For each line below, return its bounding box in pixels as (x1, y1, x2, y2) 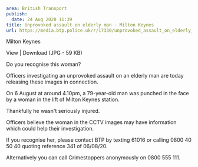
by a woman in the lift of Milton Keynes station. (6, 96, 120, 103)
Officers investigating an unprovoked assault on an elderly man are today (6, 72, 184, 79)
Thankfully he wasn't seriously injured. (6, 108, 100, 115)
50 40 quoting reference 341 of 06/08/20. (6, 143, 108, 150)
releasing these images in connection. (6, 78, 98, 85)
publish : (6, 11, 28, 17)
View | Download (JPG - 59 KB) (6, 49, 82, 56)
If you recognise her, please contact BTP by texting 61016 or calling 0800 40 (6, 136, 192, 143)
